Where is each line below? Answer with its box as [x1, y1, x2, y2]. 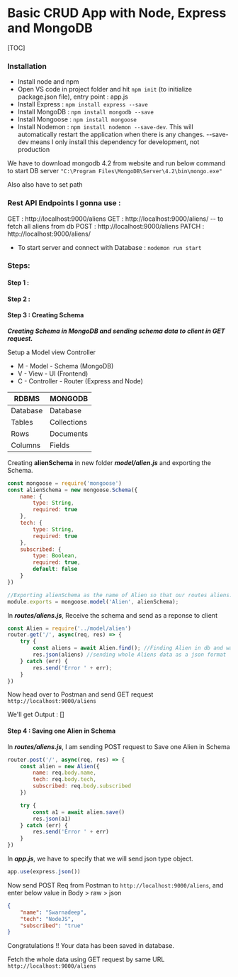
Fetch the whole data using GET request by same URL [7, 955, 165, 964]
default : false [33, 566, 78, 573]
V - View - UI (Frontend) [17, 369, 89, 378]
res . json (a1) [33, 815, 72, 822]
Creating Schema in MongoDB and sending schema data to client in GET [7, 327, 225, 335]
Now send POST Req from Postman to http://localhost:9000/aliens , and [7, 880, 224, 889]
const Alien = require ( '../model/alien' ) [7, 625, 132, 632]
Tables [11, 417, 33, 427]
